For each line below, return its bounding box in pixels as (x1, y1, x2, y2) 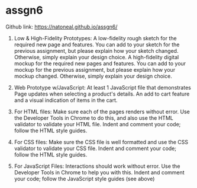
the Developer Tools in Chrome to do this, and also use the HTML (14, 114, 174, 122)
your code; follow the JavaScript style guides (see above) (14, 175, 155, 182)
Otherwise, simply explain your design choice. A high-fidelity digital (14, 53, 179, 60)
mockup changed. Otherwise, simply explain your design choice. (14, 72, 172, 79)
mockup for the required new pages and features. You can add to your (14, 60, 186, 67)
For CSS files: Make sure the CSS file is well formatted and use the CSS (14, 138, 189, 145)
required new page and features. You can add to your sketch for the (14, 41, 180, 48)
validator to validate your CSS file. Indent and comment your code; (14, 145, 177, 152)
